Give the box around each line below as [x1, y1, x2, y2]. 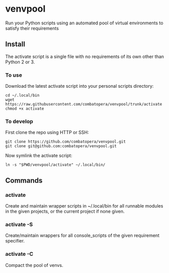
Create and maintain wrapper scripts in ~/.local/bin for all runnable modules [5, 203, 163, 209]
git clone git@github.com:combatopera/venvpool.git [5, 144, 117, 149]
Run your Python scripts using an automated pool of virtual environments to [5, 20, 163, 26]
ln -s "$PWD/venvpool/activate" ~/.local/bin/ [5, 162, 106, 167]
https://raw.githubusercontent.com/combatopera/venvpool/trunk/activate [5, 102, 162, 107]
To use [5, 72, 22, 79]
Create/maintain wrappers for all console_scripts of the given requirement [5, 232, 160, 238]
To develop [5, 118, 33, 125]
